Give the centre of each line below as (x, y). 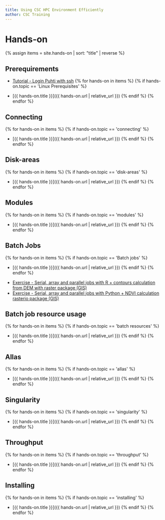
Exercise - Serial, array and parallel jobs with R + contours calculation (84, 282)
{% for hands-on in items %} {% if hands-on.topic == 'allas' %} (70, 369)
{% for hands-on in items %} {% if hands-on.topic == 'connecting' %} (77, 129)
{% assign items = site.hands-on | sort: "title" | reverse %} (65, 53)
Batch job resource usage (46, 314)
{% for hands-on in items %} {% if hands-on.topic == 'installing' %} (75, 497)
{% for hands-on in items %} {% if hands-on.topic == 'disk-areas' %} (77, 172)
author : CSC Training (28, 15)
